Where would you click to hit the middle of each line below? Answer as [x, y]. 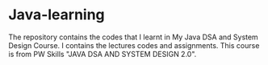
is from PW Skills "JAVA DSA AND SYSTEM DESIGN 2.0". [103, 54]
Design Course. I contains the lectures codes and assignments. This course [134, 45]
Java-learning [57, 15]
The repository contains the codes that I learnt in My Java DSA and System [133, 37]
